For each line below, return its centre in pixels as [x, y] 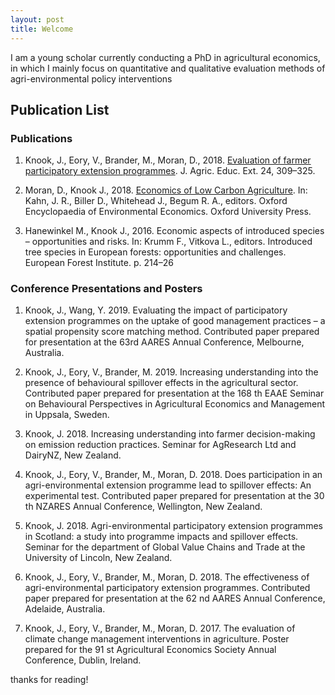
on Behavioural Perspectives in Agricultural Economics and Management [175, 404]
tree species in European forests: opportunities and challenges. [155, 252]
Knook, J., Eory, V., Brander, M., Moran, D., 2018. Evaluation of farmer [168, 160]
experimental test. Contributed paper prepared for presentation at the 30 [174, 496]
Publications [41, 138]
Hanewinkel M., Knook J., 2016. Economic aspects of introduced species [174, 231]
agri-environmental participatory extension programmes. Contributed [167, 588]
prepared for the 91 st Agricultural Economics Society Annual [150, 650]
